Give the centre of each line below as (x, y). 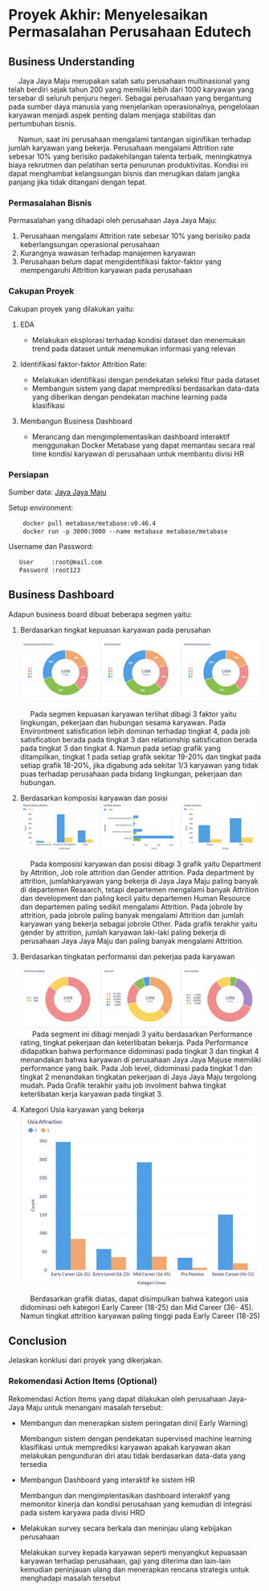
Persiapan (29, 474)
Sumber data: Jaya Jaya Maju (57, 492)
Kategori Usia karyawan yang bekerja (82, 1110)
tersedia (34, 1464)
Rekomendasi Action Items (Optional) (83, 1381)
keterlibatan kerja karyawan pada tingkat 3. (92, 1094)
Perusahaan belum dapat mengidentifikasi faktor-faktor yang (121, 262)
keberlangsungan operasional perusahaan (90, 245)
